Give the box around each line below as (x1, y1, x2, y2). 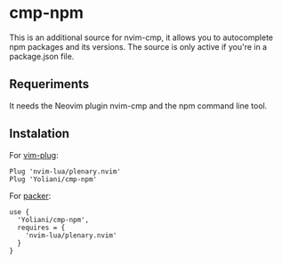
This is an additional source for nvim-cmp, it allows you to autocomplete (9, 32, 274, 43)
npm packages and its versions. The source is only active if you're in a (9, 41, 268, 52)
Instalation (9, 126, 69, 141)
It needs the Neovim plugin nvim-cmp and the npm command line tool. (9, 100, 268, 111)
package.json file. (9, 51, 75, 61)
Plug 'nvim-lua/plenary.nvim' (9, 167, 122, 176)
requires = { (17, 223, 66, 232)
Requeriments (9, 76, 90, 92)
